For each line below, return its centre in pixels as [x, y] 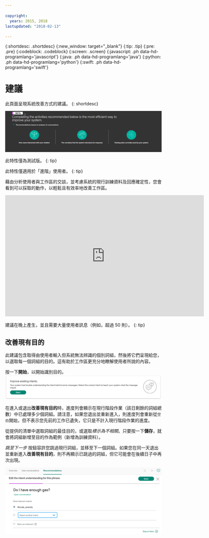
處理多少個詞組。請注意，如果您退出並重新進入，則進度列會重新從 [90, 414]
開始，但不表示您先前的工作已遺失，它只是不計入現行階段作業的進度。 [80, 420]
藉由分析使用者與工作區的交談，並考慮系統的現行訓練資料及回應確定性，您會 [83, 182]
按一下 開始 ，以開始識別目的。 [35, 372]
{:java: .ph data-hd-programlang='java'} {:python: [110, 57]
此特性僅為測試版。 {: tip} [31, 161]
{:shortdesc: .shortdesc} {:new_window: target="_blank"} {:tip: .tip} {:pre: [80, 46]
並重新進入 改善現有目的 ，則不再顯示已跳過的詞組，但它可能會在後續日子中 [81, 454]
